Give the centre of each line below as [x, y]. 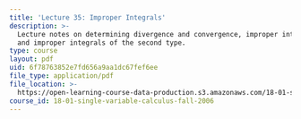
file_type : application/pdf [62, 76]
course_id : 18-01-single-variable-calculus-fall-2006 [112, 101]
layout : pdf [31, 59]
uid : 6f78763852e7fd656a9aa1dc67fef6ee [84, 68]
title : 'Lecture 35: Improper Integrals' [88, 17]
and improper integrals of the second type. [102, 42]
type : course [34, 51]
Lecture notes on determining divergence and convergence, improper [148, 34]
